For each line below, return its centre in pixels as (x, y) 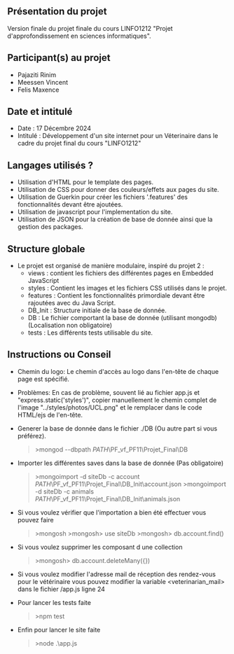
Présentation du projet (57, 12)
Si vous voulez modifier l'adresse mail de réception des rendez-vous (116, 574)
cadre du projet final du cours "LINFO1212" (79, 144)
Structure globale (46, 249)
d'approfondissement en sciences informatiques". (80, 36)
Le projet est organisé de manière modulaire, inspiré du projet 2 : (111, 266)
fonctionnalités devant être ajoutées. (70, 204)
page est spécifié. (43, 379)
